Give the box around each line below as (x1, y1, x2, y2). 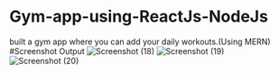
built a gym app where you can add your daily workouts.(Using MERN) (9, 36, 271, 47)
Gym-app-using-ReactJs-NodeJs (9, 6, 269, 27)
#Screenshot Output (9, 45, 86, 56)
